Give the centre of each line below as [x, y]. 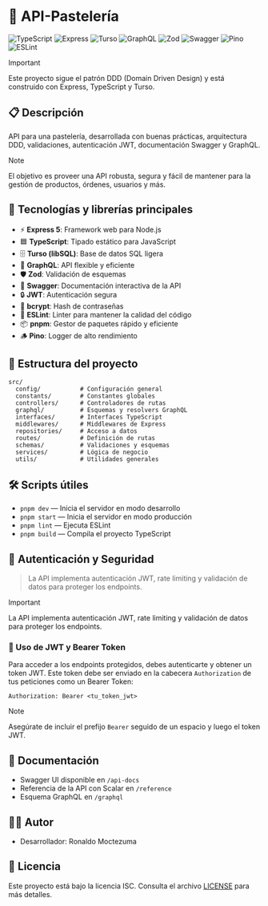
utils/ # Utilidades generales [87, 459]
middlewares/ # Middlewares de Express [91, 424]
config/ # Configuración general [89, 389]
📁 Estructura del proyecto [73, 364]
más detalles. [30, 894]
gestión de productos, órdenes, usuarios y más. [87, 184]
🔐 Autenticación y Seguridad [81, 559]
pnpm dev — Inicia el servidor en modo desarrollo [100, 508]
